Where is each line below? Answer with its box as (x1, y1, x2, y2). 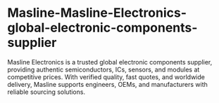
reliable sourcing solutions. (7, 88, 86, 96)
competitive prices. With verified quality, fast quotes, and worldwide (7, 72, 206, 81)
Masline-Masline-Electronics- (7, 5, 187, 21)
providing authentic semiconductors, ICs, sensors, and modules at (7, 65, 200, 74)
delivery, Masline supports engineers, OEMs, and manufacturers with (7, 80, 208, 88)
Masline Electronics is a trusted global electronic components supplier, (7, 57, 213, 66)
